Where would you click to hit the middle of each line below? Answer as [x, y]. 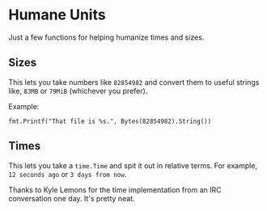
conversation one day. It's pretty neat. [72, 198]
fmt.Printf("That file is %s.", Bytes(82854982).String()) [110, 121]
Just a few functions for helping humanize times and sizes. [106, 37]
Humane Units [57, 15]
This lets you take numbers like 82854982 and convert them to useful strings [134, 82]
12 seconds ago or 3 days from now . [68, 174]
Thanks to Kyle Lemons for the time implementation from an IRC [115, 190]
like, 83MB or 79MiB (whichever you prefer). [78, 91]
